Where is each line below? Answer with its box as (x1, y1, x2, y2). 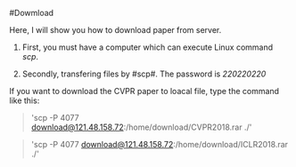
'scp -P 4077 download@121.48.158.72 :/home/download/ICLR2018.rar (30, 139, 288, 149)
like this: (9, 95, 40, 106)
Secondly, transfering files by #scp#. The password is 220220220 (21, 68, 267, 79)
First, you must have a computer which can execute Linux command (21, 42, 274, 52)
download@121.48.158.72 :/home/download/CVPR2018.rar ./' (30, 122, 252, 132)
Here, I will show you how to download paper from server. (9, 25, 222, 35)
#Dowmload (9, 8, 54, 18)
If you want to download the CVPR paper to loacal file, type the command (9, 86, 279, 96)
